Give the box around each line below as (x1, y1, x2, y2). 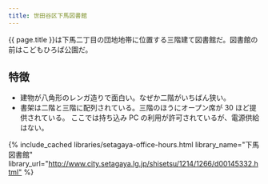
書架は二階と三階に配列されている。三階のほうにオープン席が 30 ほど (19, 103, 250, 113)
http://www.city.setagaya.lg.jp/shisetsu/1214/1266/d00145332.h (48, 159, 258, 169)
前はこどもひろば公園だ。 (8, 45, 93, 54)
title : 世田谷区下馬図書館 (8, 11, 88, 20)
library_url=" (8, 159, 50, 169)
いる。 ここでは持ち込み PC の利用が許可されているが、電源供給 (47, 113, 260, 122)
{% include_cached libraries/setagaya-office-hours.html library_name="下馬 (8, 140, 260, 150)
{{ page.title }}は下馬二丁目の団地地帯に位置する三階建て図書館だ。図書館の (8, 34, 258, 44)
